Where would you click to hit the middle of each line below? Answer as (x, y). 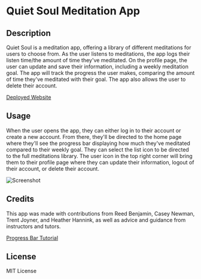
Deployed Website (29, 97)
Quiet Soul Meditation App (73, 11)
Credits (20, 199)
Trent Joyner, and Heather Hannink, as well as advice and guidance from (96, 220)
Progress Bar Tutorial (32, 238)
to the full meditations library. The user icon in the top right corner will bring (99, 156)
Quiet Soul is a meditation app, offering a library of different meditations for (99, 47)
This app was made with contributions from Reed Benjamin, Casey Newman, (100, 213)
